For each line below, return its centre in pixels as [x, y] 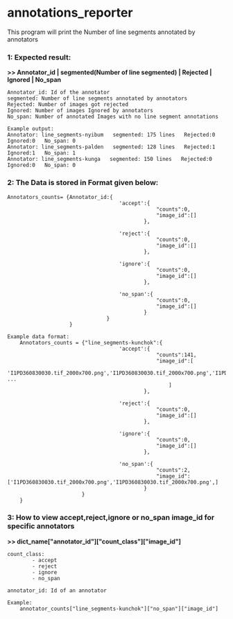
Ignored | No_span [34, 80]
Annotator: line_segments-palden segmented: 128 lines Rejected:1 [111, 147]
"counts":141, [176, 355]
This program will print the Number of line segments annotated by [101, 32]
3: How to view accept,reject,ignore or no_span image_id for [111, 518]
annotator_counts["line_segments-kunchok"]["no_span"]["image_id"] [119, 609]
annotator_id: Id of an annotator [57, 591]
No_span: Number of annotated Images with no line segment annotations [113, 117]
